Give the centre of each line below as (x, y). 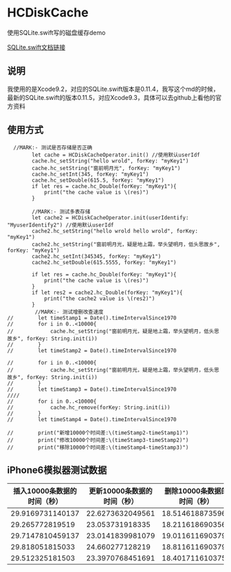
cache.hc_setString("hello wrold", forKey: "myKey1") (110, 161)
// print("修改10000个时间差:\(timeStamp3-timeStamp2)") (98, 440)
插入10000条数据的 (45, 491)
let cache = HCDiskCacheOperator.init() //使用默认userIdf (116, 155)
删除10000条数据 (192, 491)
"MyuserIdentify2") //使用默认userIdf (61, 225)
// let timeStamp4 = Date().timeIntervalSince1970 (92, 419)
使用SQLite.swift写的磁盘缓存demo (56, 32)
